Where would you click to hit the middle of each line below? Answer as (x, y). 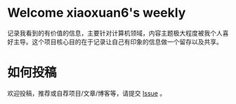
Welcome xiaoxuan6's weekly (97, 13)
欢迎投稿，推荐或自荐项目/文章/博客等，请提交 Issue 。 (87, 93)
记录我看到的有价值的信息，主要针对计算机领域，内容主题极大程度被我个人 (115, 33)
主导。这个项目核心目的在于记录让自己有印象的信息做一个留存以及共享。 (118, 42)
